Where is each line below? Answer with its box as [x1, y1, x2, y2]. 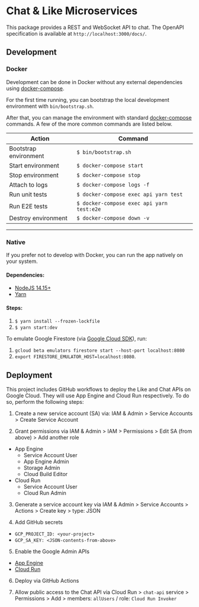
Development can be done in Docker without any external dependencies [6, 78, 183, 85]
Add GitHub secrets [14, 519, 63, 526]
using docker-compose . [6, 85, 65, 92]
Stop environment [9, 171, 59, 179]
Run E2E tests [9, 202, 48, 210]
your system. [6, 258, 38, 265]
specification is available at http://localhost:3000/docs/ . [6, 30, 147, 37]
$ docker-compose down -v [76, 214, 150, 221]
